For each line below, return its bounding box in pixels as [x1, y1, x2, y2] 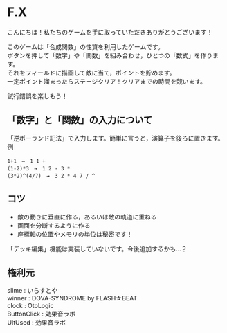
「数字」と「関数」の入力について [7, 114, 153, 126]
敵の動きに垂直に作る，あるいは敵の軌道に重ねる [17, 213, 157, 221]
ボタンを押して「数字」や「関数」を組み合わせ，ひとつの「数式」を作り [7, 51, 213, 60]
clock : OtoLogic [7, 302, 54, 310]
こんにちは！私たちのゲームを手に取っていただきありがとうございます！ [7, 28, 213, 36]
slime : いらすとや [7, 287, 58, 295]
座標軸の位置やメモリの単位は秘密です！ [17, 230, 133, 238]
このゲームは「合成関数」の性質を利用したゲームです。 [7, 42, 164, 51]
